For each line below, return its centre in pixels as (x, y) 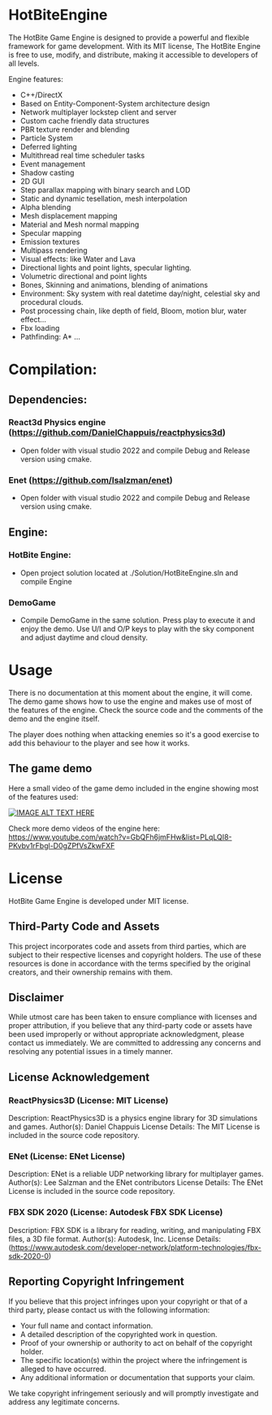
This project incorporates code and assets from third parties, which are (127, 946)
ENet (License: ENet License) (67, 1157)
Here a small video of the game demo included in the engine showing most (134, 788)
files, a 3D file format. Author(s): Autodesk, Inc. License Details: (115, 1239)
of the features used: (43, 796)
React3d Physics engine (57, 423)
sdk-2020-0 (28, 1256)
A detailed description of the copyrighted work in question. (119, 1334)
